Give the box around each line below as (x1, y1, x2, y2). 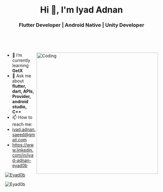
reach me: (12, 121, 33, 128)
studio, (12, 104, 27, 110)
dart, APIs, (12, 88, 34, 94)
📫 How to (12, 114, 33, 120)
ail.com (12, 137, 27, 143)
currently (12, 58, 31, 64)
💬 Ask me (12, 73, 32, 79)
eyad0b (12, 162, 28, 169)
